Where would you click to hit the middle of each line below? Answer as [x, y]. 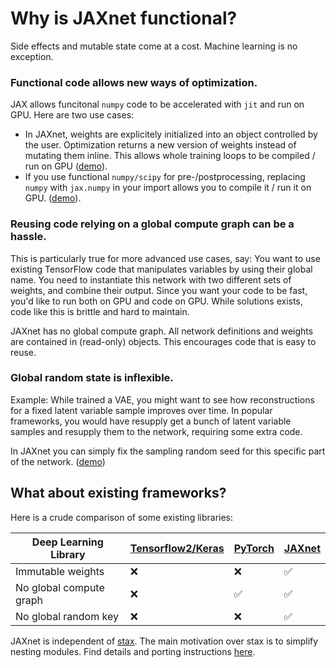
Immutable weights [60, 571]
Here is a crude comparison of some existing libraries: [122, 517]
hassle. [28, 237]
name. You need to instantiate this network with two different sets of [151, 279]
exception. [32, 56]
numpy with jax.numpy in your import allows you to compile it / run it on [168, 188]
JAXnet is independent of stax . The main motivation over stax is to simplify [164, 641]
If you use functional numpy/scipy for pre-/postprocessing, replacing [165, 177]
